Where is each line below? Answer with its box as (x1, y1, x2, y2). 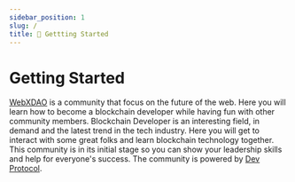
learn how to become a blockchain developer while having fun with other (9, 107, 276, 117)
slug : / (9, 21, 38, 30)
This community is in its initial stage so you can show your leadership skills (9, 144, 283, 155)
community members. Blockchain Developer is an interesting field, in (9, 116, 260, 127)
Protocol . (9, 163, 43, 174)
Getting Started (9, 67, 126, 88)
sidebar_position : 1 (9, 12, 86, 22)
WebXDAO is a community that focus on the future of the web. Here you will (9, 97, 286, 107)
